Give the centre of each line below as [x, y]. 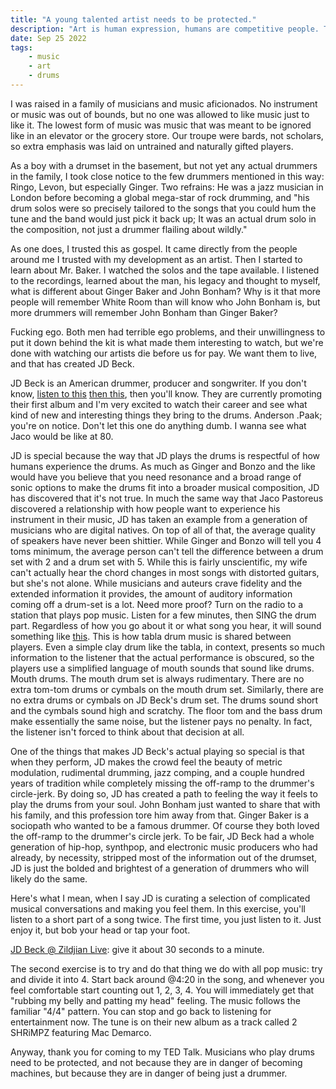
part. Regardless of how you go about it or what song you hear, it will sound [166, 625]
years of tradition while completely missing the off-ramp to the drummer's [162, 783]
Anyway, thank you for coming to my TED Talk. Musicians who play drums [162, 1052]
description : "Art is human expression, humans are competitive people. [165, 29]
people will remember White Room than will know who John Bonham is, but [165, 302]
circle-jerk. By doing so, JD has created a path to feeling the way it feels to [164, 793]
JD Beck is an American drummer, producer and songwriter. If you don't [158, 383]
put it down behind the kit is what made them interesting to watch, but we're [167, 342]
